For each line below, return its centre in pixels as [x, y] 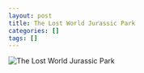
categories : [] [34, 30]
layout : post [30, 16]
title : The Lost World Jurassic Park [72, 23]
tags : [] [23, 38]
